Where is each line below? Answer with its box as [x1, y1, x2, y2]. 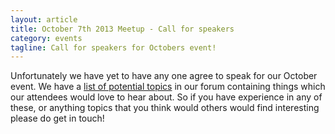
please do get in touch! [10, 112, 105, 125]
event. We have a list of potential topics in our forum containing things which [10, 81, 326, 93]
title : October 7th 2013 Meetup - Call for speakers [10, 24, 235, 34]
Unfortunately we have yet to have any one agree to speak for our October [10, 70, 318, 82]
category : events [10, 33, 83, 43]
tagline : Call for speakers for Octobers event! [10, 42, 217, 53]
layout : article [10, 14, 78, 25]
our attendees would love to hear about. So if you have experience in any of [10, 91, 323, 103]
